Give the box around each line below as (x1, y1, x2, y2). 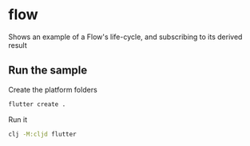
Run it (8, 114, 28, 124)
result (8, 40, 28, 49)
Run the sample (8, 64, 88, 77)
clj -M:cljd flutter (8, 130, 77, 138)
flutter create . (8, 100, 66, 109)
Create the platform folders (8, 85, 97, 94)
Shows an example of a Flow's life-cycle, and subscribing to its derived (8, 32, 243, 41)
